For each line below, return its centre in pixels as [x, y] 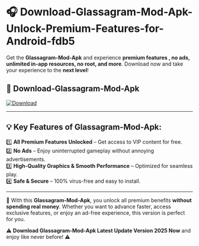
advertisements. [26, 159]
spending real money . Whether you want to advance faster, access [89, 206]
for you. [16, 219]
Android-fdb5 [41, 41]
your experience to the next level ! [47, 70]
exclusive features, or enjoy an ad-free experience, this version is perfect [96, 213]
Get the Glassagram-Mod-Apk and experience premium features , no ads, [98, 57]
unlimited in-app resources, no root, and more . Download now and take [95, 64]
